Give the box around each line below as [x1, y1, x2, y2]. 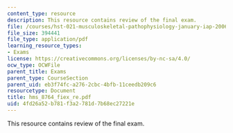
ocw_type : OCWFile [7, 62, 60, 69]
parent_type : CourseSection [7, 74, 89, 82]
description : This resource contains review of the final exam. [7, 17, 197, 24]
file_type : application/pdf [7, 36, 89, 43]
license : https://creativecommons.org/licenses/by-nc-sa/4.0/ [7, 55, 191, 62]
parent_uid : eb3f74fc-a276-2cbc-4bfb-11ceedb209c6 [7, 81, 157, 88]
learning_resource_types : [7, 42, 82, 49]
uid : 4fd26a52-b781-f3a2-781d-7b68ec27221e [7, 100, 135, 107]
